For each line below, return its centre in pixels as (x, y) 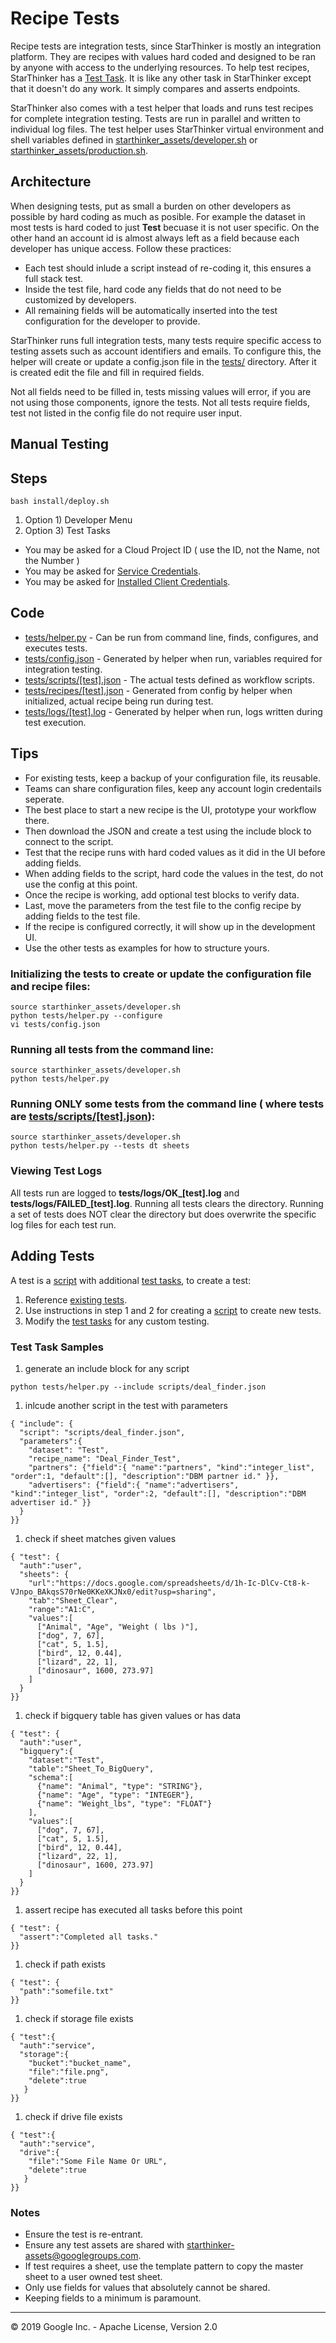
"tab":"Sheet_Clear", (73, 1600)
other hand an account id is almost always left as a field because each (155, 238)
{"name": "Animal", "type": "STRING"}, (119, 1786)
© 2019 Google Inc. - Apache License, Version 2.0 (114, 2327)
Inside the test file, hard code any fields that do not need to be (153, 289)
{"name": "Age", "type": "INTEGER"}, (115, 1795)
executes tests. (56, 648)
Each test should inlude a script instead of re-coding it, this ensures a (168, 268)
